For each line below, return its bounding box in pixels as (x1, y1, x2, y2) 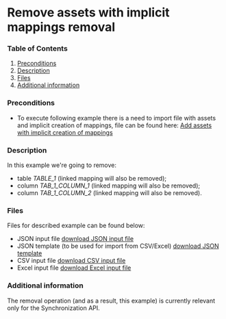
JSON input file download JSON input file (16, 235, 134, 243)
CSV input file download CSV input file (16, 257, 126, 265)
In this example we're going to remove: (7, 161, 117, 169)
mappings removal (7, 19, 116, 35)
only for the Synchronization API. (7, 303, 101, 312)
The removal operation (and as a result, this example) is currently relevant (7, 296, 216, 305)
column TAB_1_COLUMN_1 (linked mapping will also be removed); (16, 181, 201, 190)
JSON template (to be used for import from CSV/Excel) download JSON (16, 242, 219, 251)
